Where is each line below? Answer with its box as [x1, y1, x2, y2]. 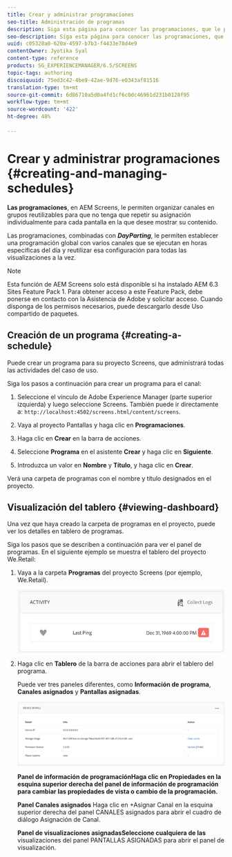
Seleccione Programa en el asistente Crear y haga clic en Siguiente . [17, 447, 213, 456]
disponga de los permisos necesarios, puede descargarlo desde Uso [7, 302, 204, 310]
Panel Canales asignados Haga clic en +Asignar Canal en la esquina [17, 800, 213, 809]
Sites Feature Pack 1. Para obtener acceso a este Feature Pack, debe [7, 287, 203, 296]
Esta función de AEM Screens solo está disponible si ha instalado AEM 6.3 [7, 280, 219, 288]
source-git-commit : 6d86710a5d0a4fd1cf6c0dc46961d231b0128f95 [7, 91, 190, 98]
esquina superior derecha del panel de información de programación [17, 780, 219, 788]
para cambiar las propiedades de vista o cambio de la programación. [17, 787, 218, 796]
